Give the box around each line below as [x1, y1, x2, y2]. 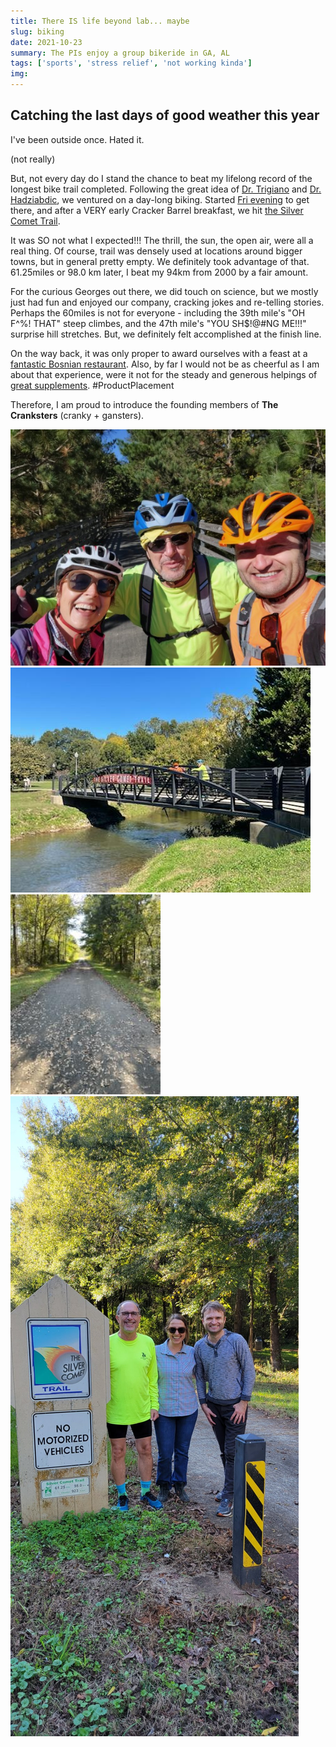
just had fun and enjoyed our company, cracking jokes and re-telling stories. [10, 296, 325, 308]
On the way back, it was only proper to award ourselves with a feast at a [10, 347, 308, 359]
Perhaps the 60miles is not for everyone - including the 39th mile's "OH [10, 306, 306, 319]
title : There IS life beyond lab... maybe [10, 16, 190, 26]
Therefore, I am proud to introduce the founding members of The [10, 398, 279, 410]
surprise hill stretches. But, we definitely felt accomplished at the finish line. [10, 328, 322, 340]
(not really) [10, 153, 56, 165]
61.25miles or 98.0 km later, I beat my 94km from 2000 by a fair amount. [10, 266, 309, 278]
